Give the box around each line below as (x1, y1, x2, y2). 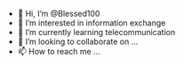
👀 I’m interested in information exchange (17, 18, 166, 28)
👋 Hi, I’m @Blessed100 (17, 9, 100, 18)
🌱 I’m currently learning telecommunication (17, 27, 176, 37)
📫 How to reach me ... (17, 47, 100, 56)
